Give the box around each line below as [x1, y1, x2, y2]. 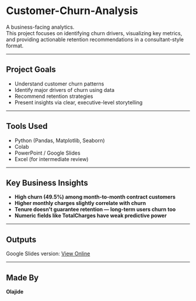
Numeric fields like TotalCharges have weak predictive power [14, 212, 167, 219]
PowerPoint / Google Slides [14, 149, 80, 156]
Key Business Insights [6, 177, 89, 188]
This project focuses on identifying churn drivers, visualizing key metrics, [6, 29, 183, 36]
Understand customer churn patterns [14, 80, 104, 87]
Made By [6, 272, 39, 282]
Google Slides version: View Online [6, 250, 90, 257]
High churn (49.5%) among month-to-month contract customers [14, 193, 176, 200]
